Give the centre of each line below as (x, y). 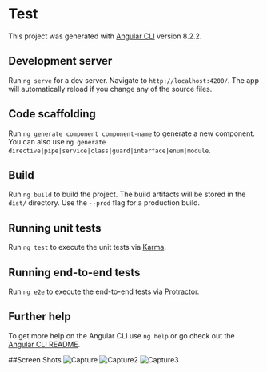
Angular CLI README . (44, 344)
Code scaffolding (52, 114)
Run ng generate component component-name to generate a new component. (132, 133)
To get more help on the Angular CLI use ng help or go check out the (122, 335)
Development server (60, 61)
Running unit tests (55, 228)
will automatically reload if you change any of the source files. (110, 89)
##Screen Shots (35, 359)
